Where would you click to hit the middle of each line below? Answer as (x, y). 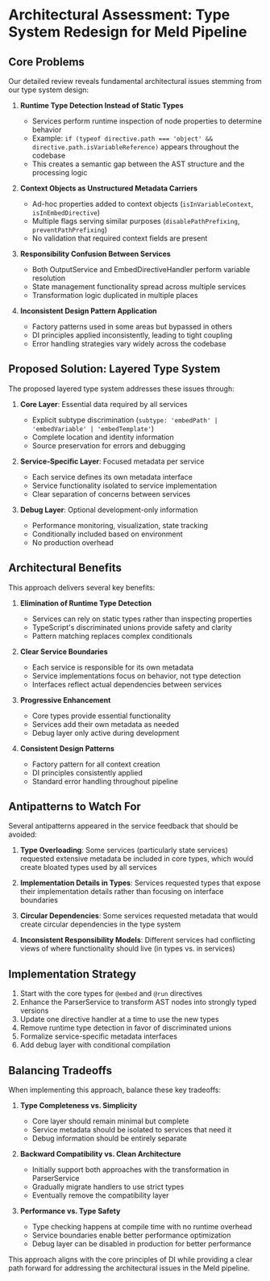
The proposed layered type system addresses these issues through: (122, 388)
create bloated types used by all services (88, 867)
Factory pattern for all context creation (96, 764)
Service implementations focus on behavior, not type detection (137, 675)
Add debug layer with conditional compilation (95, 1045)
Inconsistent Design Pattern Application (88, 311)
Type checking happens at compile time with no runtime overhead (142, 1227)
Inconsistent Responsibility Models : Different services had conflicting (137, 940)
